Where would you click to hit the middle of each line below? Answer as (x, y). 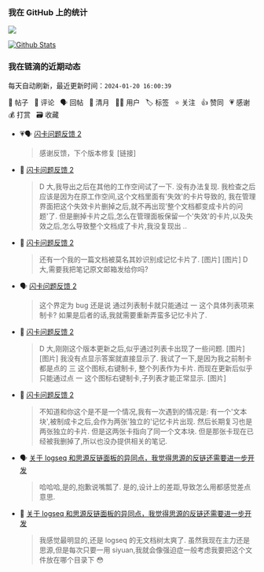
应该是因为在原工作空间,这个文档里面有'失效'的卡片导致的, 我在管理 (147, 196)
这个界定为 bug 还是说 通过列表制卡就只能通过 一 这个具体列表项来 (147, 305)
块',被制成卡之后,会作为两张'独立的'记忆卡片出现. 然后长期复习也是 (146, 421)
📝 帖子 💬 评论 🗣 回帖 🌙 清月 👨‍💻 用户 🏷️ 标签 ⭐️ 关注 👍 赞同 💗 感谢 (129, 102)
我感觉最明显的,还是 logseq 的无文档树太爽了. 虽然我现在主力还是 (144, 540)
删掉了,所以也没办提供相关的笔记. (114, 441)
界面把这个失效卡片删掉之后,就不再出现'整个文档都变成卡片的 (137, 206)
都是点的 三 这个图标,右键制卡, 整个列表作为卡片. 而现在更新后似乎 (146, 368)
